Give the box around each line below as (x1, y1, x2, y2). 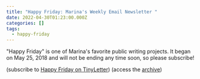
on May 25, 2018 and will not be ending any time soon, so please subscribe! (6, 54, 195, 62)
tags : (6, 25, 20, 32)
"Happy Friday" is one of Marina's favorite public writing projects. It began (6, 48, 191, 55)
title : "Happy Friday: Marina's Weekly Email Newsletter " (6, 8, 158, 15)
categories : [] (6, 20, 45, 26)
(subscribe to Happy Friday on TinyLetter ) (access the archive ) (6, 66, 163, 73)
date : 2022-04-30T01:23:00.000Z (6, 14, 87, 21)
